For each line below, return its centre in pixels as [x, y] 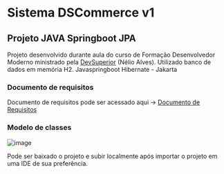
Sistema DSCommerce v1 [81, 13]
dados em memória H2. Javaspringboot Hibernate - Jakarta [92, 69]
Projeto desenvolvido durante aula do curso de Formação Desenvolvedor [111, 55]
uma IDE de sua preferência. [48, 163]
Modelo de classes [39, 128]
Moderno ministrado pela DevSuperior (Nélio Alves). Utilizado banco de [109, 62]
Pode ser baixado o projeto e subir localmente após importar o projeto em [112, 156]
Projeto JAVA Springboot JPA [72, 38]
